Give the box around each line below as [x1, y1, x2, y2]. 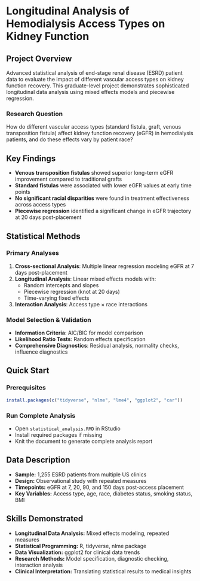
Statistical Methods [6, 231, 81, 241]
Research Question [6, 109, 63, 118]
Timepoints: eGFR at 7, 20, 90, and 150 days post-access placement [14, 483, 184, 491]
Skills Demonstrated [6, 513, 84, 524]
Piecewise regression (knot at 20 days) [23, 288, 121, 295]
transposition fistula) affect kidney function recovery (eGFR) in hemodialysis [6, 130, 193, 137]
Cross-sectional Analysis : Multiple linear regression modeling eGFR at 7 [14, 262, 195, 270]
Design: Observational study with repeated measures [14, 477, 147, 484]
